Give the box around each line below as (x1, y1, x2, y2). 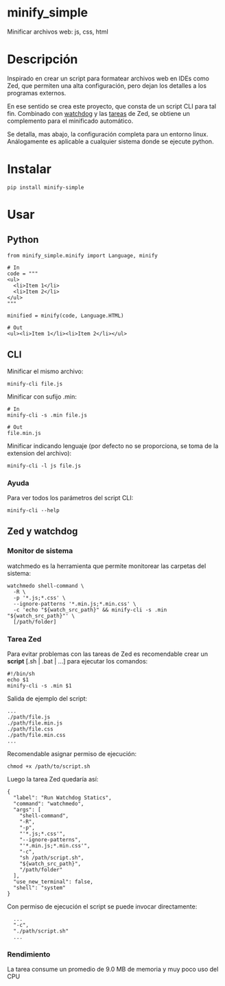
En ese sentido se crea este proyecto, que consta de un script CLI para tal (7, 102, 217, 110)
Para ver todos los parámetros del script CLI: (7, 493, 134, 502)
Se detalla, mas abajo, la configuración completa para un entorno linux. (7, 130, 209, 138)
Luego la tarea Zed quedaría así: (7, 775, 99, 783)
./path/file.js (7, 714, 51, 720)
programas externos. (7, 89, 67, 97)
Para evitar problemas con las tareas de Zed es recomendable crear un (7, 650, 208, 658)
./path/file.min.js (7, 719, 63, 727)
